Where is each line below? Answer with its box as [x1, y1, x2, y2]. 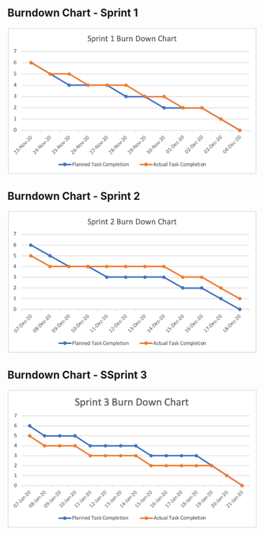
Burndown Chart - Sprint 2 [7, 189, 140, 203]
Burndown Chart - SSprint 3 [7, 369, 148, 382]
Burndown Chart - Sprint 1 [7, 6, 138, 20]
